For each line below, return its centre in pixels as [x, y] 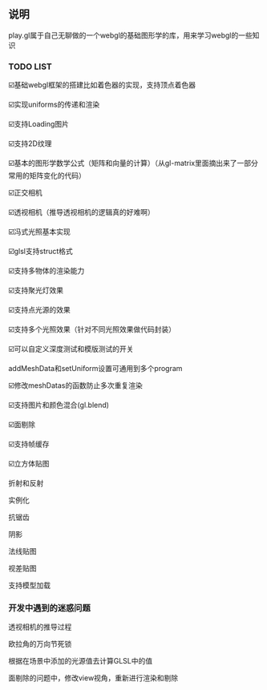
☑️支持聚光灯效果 [36, 290]
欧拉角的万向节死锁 [40, 644]
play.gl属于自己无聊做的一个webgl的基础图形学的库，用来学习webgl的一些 [130, 35]
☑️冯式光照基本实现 [39, 232]
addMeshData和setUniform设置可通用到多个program [95, 369]
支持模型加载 [29, 585]
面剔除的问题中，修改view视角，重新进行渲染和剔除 [93, 678]
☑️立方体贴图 [29, 464]
